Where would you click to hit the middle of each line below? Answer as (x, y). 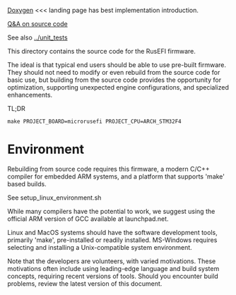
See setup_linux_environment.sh (54, 198)
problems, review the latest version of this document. (85, 283)
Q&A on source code (38, 24)
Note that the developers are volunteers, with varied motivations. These (112, 261)
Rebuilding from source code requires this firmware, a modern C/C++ (108, 169)
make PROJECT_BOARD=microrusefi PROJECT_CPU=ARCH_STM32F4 (94, 121)
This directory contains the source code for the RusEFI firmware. (101, 51)
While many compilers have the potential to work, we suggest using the (111, 211)
